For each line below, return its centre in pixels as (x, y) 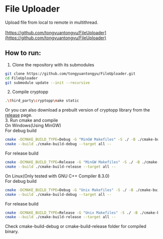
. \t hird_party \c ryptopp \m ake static (42, 101)
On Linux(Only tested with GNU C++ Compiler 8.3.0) (57, 176)
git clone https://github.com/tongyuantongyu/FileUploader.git (70, 74)
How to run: (23, 53)
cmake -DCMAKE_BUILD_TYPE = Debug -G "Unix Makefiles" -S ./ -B (69, 190)
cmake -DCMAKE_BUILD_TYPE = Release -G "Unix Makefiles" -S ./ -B (71, 213)
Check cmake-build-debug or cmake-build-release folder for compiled (76, 226)
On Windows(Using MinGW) (33, 126)
